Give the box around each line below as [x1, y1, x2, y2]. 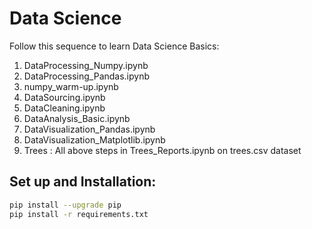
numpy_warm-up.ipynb [23, 80, 119, 92]
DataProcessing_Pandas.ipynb [23, 70, 151, 82]
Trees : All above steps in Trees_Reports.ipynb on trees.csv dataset [23, 144, 302, 156]
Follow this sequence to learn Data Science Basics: [9, 40, 220, 52]
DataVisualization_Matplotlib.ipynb [23, 133, 166, 146]
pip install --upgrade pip [9, 200, 122, 210]
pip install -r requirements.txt [9, 209, 149, 219]
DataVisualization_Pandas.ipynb [23, 123, 156, 135]
